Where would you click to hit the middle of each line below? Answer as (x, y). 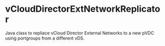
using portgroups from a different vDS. (45, 38)
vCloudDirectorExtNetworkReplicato (83, 9)
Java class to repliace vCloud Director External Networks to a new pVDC (80, 33)
